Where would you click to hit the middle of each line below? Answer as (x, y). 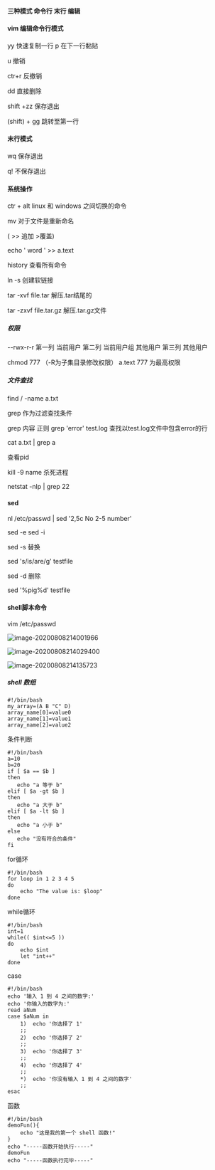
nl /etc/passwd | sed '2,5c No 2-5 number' (70, 519)
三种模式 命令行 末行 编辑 (44, 11)
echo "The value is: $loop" (61, 891)
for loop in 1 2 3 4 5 (41, 879)
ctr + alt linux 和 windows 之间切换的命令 (67, 206)
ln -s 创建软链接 (31, 280)
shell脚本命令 (27, 607)
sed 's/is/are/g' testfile (40, 562)
